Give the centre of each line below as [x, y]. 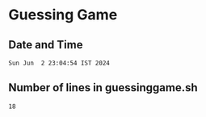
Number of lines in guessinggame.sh [103, 88]
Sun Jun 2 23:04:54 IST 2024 [59, 63]
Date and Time [46, 45]
